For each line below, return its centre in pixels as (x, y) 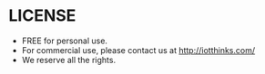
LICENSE (42, 16)
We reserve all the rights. (68, 60)
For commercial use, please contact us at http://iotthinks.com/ (138, 50)
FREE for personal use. (65, 41)
